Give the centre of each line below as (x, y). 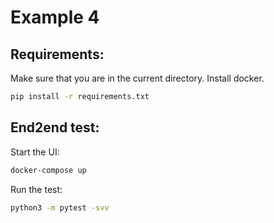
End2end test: (55, 127)
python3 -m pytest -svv (60, 207)
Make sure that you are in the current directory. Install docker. (137, 78)
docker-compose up (48, 170)
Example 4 (55, 17)
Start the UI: (35, 152)
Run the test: (36, 189)
